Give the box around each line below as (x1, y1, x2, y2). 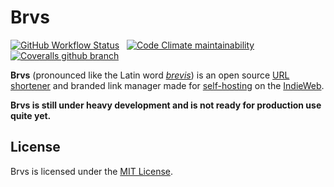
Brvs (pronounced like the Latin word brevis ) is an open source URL (10, 69, 290, 81)
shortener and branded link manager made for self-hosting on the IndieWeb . (10, 79, 325, 91)
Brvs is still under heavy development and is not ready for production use (10, 99, 322, 111)
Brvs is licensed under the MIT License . (10, 165, 174, 177)
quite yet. (10, 109, 52, 121)
